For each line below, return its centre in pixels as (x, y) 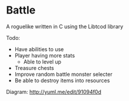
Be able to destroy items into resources (62, 80)
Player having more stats (45, 55)
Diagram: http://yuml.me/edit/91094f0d (54, 92)
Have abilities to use (39, 49)
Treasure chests (34, 68)
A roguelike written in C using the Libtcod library (65, 26)
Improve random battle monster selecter (64, 74)
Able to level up (42, 62)
